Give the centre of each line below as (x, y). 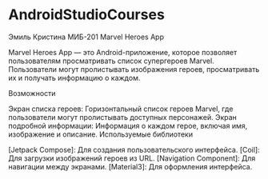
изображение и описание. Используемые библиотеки (101, 134)
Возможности (32, 93)
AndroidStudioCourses (87, 15)
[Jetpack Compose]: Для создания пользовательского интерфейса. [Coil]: (134, 149)
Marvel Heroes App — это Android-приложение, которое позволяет (123, 52)
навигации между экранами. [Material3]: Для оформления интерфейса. (130, 166)
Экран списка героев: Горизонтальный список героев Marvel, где (121, 109)
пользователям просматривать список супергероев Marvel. (111, 61)
